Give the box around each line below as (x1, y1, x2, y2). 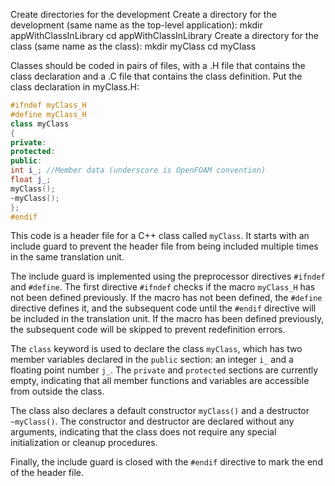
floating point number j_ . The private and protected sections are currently (10, 364, 319, 376)
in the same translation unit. (10, 251, 125, 263)
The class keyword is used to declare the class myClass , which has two (10, 343, 303, 355)
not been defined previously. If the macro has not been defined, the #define (10, 292, 323, 304)
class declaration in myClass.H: (10, 81, 140, 93)
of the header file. (10, 467, 85, 479)
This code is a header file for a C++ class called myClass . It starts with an (10, 230, 310, 242)
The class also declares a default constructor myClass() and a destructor (10, 405, 310, 417)
